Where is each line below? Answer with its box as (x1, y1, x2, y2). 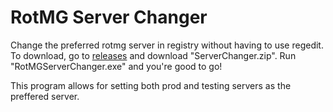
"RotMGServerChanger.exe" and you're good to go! (10, 60, 223, 72)
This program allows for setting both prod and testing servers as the (10, 79, 292, 91)
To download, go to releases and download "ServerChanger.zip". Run (10, 49, 297, 61)
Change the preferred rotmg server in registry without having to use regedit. (10, 39, 324, 51)
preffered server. (10, 90, 80, 102)
